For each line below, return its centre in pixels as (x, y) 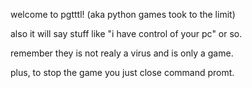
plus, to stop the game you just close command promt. (122, 72)
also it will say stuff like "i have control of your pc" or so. (126, 33)
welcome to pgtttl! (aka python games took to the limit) (123, 14)
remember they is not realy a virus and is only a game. (122, 53)
